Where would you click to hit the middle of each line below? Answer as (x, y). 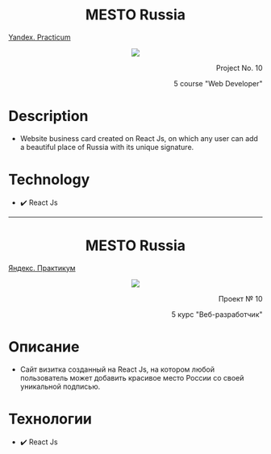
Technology (49, 180)
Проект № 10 (240, 298)
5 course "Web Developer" (218, 83)
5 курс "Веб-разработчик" (217, 314)
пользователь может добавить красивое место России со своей (132, 377)
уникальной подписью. (60, 386)
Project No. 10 (240, 68)
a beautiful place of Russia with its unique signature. (107, 147)
